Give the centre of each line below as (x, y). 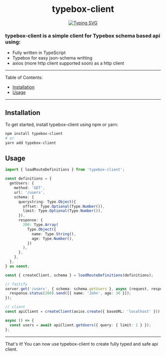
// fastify (16, 284)
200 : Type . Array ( (41, 225)
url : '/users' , (30, 192)
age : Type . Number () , (53, 238)
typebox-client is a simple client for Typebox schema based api (83, 36)
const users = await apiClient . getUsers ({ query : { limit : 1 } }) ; (81, 325)
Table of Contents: (24, 77)
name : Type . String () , (54, 234)
